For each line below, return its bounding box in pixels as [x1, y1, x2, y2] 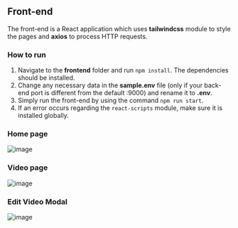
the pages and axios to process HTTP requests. [7, 32, 148, 40]
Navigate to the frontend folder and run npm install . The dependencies [17, 66, 229, 75]
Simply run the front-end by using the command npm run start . [17, 96, 204, 105]
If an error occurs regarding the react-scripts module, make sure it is [17, 104, 222, 112]
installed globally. [17, 112, 69, 120]
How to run [7, 50, 46, 60]
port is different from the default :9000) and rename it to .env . [31, 89, 212, 97]
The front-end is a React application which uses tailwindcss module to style [7, 24, 231, 33]
